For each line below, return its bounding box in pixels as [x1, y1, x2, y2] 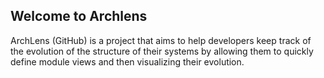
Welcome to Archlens [10, 8, 148, 25]
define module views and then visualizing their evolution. [10, 55, 245, 68]
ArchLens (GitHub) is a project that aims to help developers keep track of [10, 34, 312, 46]
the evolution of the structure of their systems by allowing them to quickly [10, 45, 314, 57]
